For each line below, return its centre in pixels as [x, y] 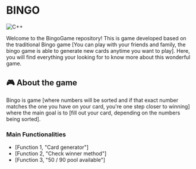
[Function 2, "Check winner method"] [61, 154]
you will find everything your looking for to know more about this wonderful [98, 57]
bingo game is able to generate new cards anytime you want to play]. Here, [98, 50]
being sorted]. [23, 119]
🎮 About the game [42, 83]
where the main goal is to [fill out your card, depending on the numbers [93, 113]
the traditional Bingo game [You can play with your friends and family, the [96, 44]
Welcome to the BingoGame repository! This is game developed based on [96, 38]
